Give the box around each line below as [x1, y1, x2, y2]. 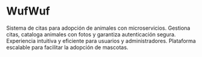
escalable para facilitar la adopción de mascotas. [6, 44, 129, 51]
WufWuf [6, 4, 50, 18]
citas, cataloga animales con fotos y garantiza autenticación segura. [6, 30, 177, 38]
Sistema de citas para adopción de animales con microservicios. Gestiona [6, 24, 191, 32]
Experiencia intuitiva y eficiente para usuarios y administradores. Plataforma [6, 37, 197, 44]
